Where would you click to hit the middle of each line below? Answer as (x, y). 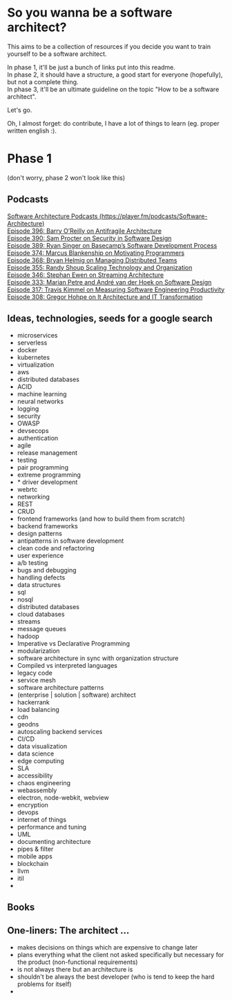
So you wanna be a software (90, 13)
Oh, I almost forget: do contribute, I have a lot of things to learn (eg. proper (113, 123)
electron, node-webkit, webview (63, 797)
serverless (32, 343)
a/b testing (32, 562)
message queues (42, 628)
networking (33, 497)
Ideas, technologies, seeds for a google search (110, 319)
